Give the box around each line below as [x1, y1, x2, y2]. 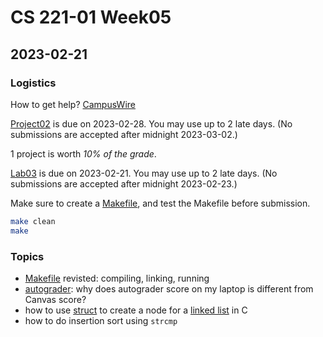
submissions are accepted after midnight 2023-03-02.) [10, 128, 238, 140]
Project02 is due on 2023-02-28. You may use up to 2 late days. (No [10, 117, 293, 130]
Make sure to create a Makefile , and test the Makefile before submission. [10, 197, 311, 209]
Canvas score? [24, 293, 87, 305]
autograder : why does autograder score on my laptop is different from [24, 282, 314, 295]
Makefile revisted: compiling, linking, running [24, 272, 210, 284]
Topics [10, 249, 45, 263]
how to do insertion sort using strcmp [24, 314, 178, 326]
